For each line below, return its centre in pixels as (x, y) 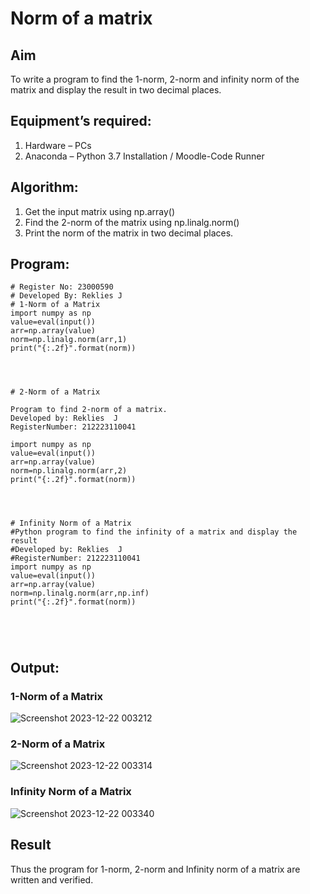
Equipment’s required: (81, 121)
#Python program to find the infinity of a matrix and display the (154, 532)
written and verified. (52, 879)
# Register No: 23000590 (62, 287)
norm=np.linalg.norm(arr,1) (69, 340)
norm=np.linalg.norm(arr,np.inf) (80, 593)
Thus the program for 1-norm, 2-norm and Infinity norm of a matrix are (155, 869)
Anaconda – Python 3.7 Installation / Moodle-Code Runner (144, 156)
